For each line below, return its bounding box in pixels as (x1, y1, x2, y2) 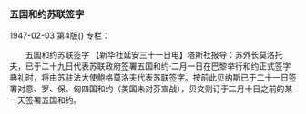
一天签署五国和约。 (9, 95, 82, 106)
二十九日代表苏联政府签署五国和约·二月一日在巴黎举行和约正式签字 (40, 61, 291, 71)
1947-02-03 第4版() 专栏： (9, 30, 111, 42)
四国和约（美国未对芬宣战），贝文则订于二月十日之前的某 (80, 83, 293, 94)
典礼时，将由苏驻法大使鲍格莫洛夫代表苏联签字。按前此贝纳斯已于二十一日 (9, 72, 289, 83)
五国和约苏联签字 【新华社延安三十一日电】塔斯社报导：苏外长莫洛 (25, 50, 275, 61)
